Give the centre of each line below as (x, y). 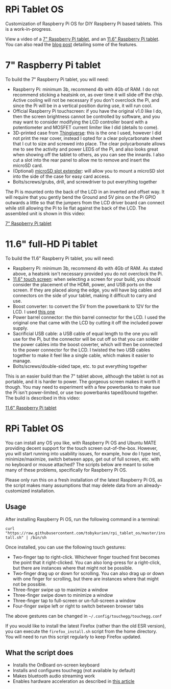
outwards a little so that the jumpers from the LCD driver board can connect (85, 202)
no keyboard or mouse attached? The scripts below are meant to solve (80, 464)
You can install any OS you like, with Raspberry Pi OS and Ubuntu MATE (81, 443)
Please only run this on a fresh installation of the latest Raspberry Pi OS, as (84, 479)
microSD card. (28, 165)
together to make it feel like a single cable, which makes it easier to (83, 355)
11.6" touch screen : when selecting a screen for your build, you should (87, 279)
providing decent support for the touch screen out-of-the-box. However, (81, 448)
